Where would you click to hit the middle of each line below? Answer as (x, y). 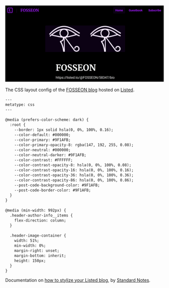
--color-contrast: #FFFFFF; (44, 160)
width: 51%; (27, 240)
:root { (18, 125)
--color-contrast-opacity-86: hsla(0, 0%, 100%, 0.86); (74, 180)
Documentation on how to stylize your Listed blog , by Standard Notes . (78, 280)
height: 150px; (30, 261)
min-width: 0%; (30, 245)
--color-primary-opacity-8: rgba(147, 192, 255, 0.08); (74, 145)
